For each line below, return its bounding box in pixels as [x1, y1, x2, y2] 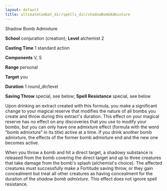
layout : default [5, 7, 39, 12]
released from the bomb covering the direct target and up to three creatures [5, 155, 162, 161]
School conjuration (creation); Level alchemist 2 [5, 35, 105, 41]
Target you [5, 74, 28, 80]
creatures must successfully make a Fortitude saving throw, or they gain [5, 165, 154, 171]
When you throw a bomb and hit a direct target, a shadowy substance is [5, 149, 153, 155]
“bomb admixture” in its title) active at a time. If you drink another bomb [5, 129, 152, 135]
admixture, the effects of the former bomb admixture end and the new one [5, 134, 158, 140]
